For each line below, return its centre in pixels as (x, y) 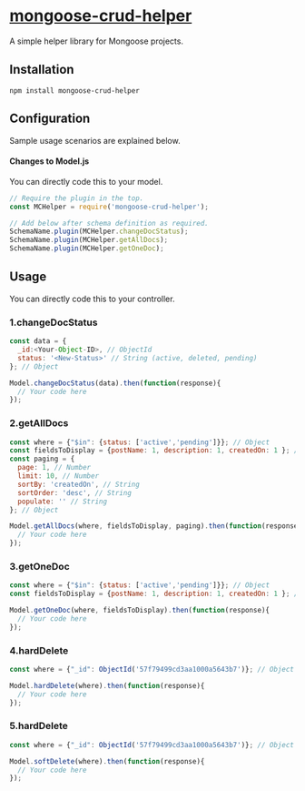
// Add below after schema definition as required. (109, 223)
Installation (42, 70)
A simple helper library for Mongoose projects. (97, 41)
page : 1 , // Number (54, 468)
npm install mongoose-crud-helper (75, 91)
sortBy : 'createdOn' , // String (79, 484)
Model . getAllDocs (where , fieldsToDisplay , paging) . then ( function (135, 526)
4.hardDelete (39, 650)
